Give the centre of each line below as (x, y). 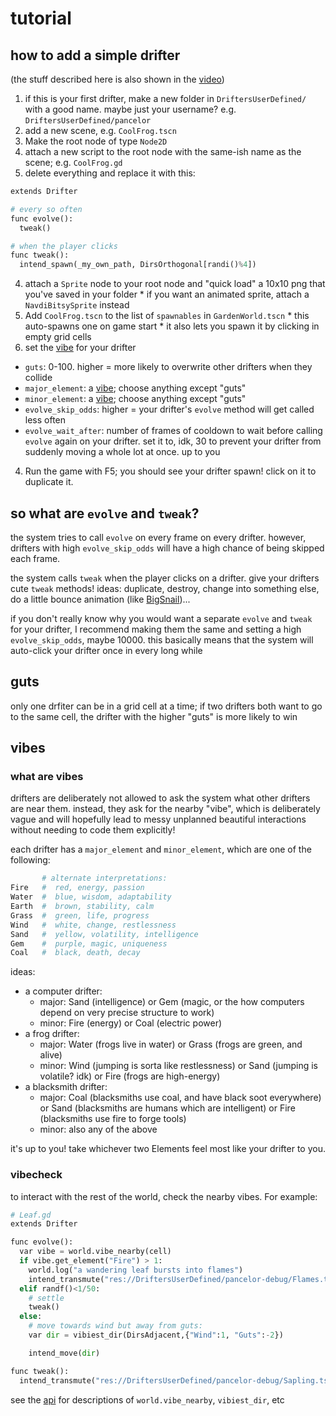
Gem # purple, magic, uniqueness (89, 943)
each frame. (35, 558)
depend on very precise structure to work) (127, 1013)
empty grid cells (58, 337)
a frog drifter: (52, 1034)
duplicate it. (49, 482)
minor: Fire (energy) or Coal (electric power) (131, 1023)
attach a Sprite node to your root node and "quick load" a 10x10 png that (175, 284)
